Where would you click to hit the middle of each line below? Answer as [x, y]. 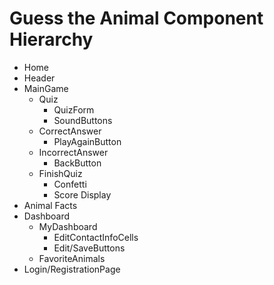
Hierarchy [51, 39]
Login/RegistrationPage [72, 269]
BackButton [77, 163]
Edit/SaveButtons [89, 248]
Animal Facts [50, 205]
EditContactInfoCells [96, 237]
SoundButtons [83, 120]
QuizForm [74, 109]
